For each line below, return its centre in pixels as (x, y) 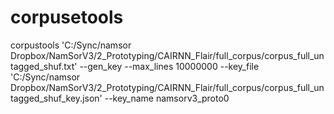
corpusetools (67, 17)
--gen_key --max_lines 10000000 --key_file (169, 66)
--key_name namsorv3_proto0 (167, 98)
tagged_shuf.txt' (44, 66)
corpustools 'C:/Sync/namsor (71, 45)
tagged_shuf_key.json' (56, 98)
